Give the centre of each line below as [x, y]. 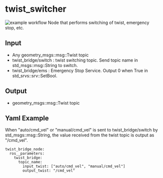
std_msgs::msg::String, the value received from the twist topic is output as [80, 135]
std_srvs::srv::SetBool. [35, 76]
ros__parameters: [27, 154]
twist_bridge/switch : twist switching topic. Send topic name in [75, 60]
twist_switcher [36, 9]
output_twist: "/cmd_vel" [49, 171]
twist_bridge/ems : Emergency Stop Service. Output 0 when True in [80, 70]
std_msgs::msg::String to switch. [45, 65]
